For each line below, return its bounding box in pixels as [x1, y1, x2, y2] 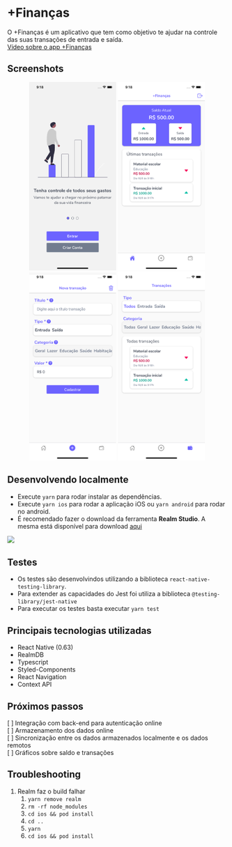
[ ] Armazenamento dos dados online [7, 726, 114, 734]
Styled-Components [17, 665, 76, 674]
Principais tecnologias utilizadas [7, 625, 152, 637]
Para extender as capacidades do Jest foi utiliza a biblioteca [17, 590, 191, 598]
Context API [17, 681, 52, 689]
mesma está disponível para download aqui [17, 522, 143, 530]
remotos [7, 740, 31, 749]
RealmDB [17, 651, 44, 659]
